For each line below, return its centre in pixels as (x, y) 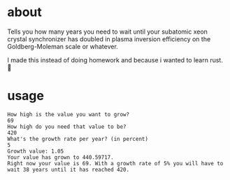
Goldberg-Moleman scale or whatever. (63, 46)
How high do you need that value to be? (67, 127)
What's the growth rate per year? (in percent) (78, 139)
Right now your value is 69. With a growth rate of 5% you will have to (115, 163)
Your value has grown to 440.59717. (60, 157)
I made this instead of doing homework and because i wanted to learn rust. (115, 60)
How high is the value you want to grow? (69, 114)
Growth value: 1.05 (36, 151)
